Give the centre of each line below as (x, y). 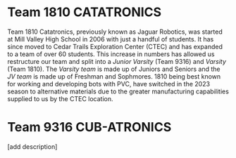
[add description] (32, 146)
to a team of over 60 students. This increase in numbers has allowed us (111, 54)
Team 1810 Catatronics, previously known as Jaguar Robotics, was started (115, 32)
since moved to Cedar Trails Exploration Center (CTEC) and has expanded (115, 46)
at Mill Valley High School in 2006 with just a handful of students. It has (111, 39)
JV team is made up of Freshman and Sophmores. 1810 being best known (114, 76)
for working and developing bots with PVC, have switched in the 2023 (108, 84)
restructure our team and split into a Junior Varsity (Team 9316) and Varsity (117, 61)
